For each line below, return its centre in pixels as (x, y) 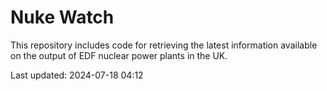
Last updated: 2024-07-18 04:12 (77, 75)
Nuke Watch (62, 17)
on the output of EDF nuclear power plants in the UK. (119, 55)
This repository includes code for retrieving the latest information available (164, 45)
